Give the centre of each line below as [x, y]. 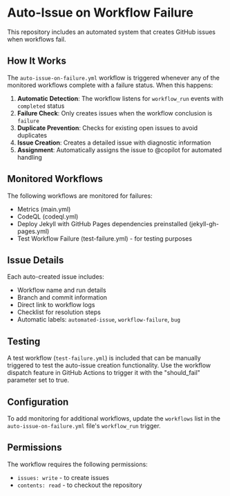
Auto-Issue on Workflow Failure [100, 13]
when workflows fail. [37, 39]
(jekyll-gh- [204, 223]
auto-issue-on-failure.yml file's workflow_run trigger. [84, 426]
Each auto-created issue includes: [56, 277]
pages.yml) [33, 231]
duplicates [32, 135]
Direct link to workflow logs [56, 305]
